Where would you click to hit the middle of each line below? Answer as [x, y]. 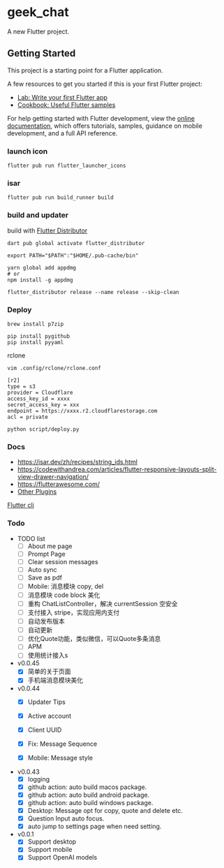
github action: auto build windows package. [90, 803]
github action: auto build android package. [89, 795]
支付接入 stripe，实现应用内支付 [74, 612]
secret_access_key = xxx [43, 405]
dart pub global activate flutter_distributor [76, 243]
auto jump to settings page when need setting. [95, 826]
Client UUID [45, 730]
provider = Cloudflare [40, 392]
